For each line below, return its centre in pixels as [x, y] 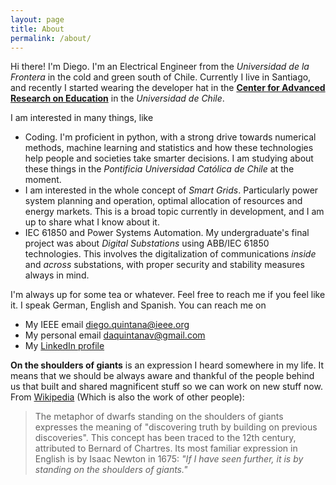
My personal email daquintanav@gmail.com [115, 335]
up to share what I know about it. [92, 222]
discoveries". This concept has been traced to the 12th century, [165, 438]
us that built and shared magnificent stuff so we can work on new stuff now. [166, 387]
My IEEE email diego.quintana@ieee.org [107, 325]
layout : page [37, 19]
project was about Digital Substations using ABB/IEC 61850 [147, 243]
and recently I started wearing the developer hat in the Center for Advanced [168, 88]
